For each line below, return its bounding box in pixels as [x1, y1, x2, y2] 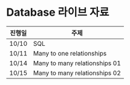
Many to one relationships [33, 49, 107, 57]
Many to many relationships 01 [33, 58, 121, 67]
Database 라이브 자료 [6, 5, 109, 19]
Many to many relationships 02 [33, 69, 121, 77]
